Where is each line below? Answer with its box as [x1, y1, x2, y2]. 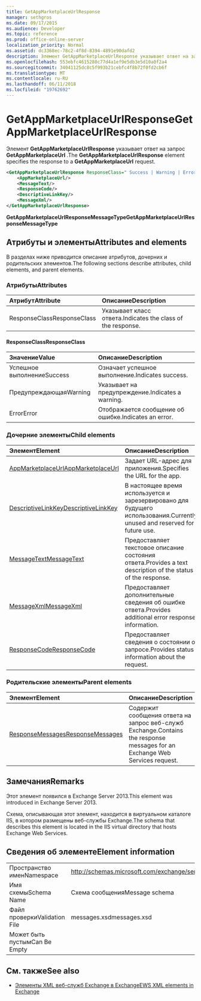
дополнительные [124, 591, 175, 599]
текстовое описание [124, 543, 184, 552]
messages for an [128, 741, 176, 749]
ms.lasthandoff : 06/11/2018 [6, 81, 77, 87]
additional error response [124, 613, 196, 621]
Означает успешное [98, 364, 157, 372]
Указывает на [98, 381, 138, 389]
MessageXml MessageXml [9, 601, 83, 610]
